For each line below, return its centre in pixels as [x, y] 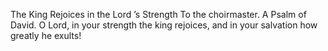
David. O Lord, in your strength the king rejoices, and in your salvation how [164, 25]
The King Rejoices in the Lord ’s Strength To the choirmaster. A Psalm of [158, 14]
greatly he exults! [46, 35]
